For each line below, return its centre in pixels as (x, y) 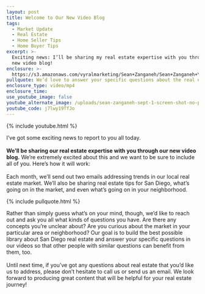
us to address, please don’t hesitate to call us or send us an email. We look (100, 271)
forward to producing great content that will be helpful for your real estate (99, 278)
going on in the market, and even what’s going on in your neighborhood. (97, 189)
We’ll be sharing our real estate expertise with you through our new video (101, 151)
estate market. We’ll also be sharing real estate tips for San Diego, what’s (98, 183)
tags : (13, 23)
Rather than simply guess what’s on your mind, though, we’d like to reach (98, 213)
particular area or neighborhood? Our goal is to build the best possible (95, 232)
